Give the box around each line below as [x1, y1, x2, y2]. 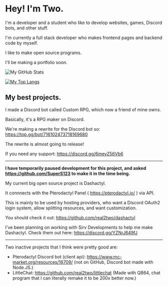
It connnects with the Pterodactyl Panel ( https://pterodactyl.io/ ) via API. [5, 190, 155, 196]
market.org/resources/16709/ [12, 259, 73, 265]
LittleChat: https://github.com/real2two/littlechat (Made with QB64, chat [12, 269, 161, 275]
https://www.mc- [86, 253, 122, 259]
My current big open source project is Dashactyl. [5, 180, 106, 186]
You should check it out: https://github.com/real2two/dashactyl [5, 214, 136, 220]
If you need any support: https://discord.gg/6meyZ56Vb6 [5, 151, 123, 157]
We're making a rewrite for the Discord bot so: [5, 126, 100, 132]
